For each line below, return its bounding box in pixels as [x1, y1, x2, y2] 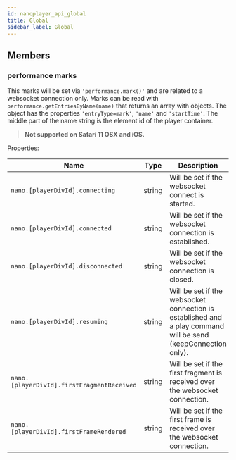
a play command [169, 321, 225, 331]
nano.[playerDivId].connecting [11, 187, 116, 194]
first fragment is [169, 368, 223, 378]
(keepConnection [169, 339, 227, 349]
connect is [169, 190, 204, 200]
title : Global [7, 17, 49, 24]
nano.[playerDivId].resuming [11, 318, 108, 326]
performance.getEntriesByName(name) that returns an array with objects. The [7, 101, 227, 110]
